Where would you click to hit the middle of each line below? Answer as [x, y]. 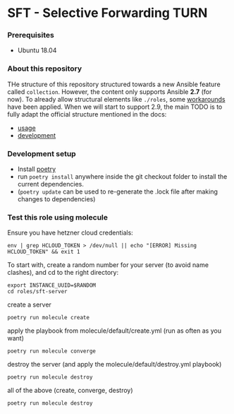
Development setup [42, 153]
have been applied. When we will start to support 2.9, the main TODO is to [115, 107]
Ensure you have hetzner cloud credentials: [70, 233]
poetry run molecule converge [52, 351]
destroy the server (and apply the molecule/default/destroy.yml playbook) [115, 365]
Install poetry [37, 169]
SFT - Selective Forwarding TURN [107, 13]
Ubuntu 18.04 [37, 50]
